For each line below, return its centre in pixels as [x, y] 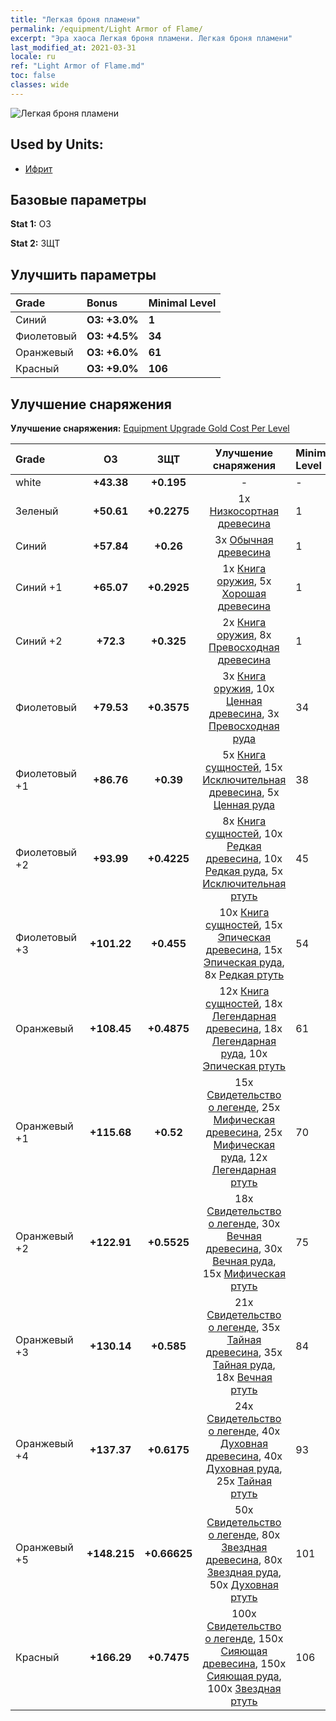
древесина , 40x [244, 1456]
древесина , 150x [244, 1663]
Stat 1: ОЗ [31, 224]
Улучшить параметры [83, 274]
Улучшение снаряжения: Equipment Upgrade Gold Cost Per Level [150, 428]
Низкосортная [244, 511]
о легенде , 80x [244, 1534]
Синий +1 [39, 587]
